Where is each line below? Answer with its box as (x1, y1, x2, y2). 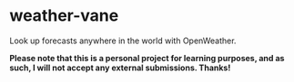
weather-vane (9, 5, 119, 26)
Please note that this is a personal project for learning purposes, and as (9, 52, 285, 63)
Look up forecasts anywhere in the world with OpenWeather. (9, 35, 237, 46)
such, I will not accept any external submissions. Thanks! (9, 62, 231, 73)
